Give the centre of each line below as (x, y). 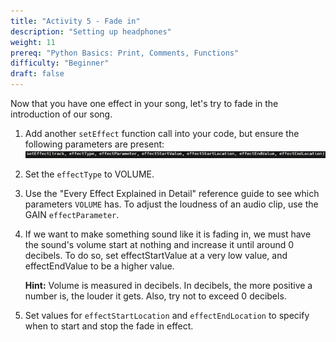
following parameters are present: (94, 144)
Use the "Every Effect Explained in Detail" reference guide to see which (172, 193)
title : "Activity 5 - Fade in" (75, 21)
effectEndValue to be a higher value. (99, 266)
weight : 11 (33, 42)
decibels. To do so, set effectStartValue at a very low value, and (156, 255)
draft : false (37, 74)
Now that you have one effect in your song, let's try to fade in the (144, 103)
